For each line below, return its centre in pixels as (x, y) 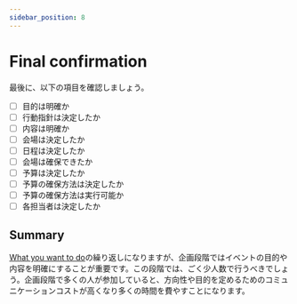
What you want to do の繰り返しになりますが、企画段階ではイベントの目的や (148, 257)
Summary (37, 235)
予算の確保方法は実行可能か (73, 196)
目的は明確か (45, 106)
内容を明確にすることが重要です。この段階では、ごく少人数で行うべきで (141, 268)
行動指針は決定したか (61, 117)
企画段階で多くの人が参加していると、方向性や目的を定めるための (145, 280)
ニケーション (32, 291)
